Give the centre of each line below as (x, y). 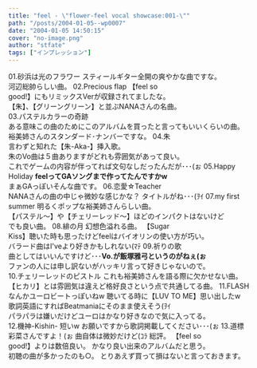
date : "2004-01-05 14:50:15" (56, 30)
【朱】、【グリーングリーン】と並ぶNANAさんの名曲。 (95, 106)
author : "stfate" (37, 46)
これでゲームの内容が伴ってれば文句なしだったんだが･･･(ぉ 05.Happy (122, 166)
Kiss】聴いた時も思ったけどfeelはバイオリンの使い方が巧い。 (109, 236)
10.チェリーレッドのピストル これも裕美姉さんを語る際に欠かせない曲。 (125, 276)
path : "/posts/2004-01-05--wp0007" (67, 23)
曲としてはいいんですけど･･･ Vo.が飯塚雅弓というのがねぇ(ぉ (107, 256)
